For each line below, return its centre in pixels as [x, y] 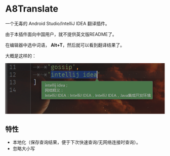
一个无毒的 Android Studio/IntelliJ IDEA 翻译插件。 [57, 23]
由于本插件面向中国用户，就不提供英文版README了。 [61, 34]
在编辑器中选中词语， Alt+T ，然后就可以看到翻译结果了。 [65, 45]
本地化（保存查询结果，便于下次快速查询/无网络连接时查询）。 [76, 142]
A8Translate [32, 9]
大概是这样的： [21, 56]
